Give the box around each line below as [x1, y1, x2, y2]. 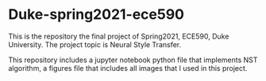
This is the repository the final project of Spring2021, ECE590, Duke [8, 31, 229, 41]
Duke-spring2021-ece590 [8, 6, 185, 24]
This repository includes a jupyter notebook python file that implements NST [8, 55, 258, 64]
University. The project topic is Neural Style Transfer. [8, 39, 182, 49]
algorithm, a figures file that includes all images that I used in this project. [8, 63, 248, 72]
